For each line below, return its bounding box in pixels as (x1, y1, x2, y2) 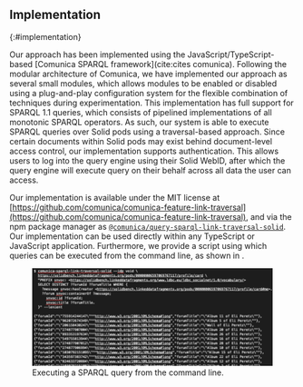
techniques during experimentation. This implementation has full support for (9, 97, 295, 108)
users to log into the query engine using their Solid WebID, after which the (9, 154, 286, 166)
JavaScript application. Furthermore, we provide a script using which (9, 240, 268, 251)
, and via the (245, 211, 292, 222)
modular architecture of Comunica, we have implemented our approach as (9, 68, 288, 79)
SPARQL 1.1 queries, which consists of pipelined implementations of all (9, 106, 272, 117)
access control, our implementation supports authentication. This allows (9, 145, 279, 156)
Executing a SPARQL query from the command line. (32, 367, 224, 378)
